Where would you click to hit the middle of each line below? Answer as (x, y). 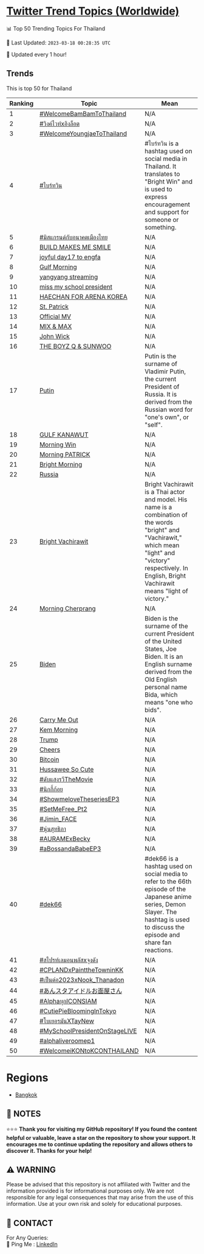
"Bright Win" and (169, 181)
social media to (166, 873)
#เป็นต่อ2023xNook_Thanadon (82, 980)
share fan (158, 942)
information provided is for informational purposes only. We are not (90, 1191)
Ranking (22, 103)
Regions (27, 1077)
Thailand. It (161, 166)
